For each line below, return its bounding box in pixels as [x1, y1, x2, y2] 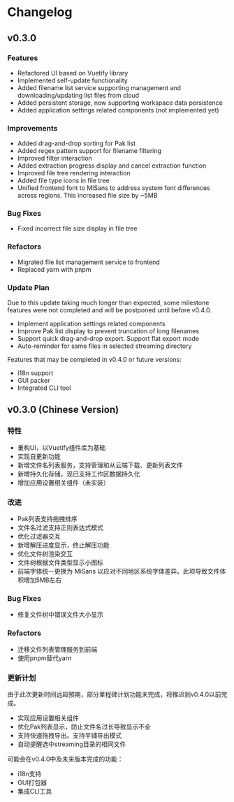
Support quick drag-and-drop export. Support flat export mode [17, 335, 199, 343]
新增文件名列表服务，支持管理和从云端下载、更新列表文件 [17, 460, 183, 469]
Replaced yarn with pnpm [17, 265, 92, 273]
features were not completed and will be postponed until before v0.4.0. [7, 306, 212, 314]
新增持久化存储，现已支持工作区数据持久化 [17, 469, 140, 478]
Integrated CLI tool [17, 384, 71, 392]
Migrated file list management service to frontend [17, 258, 161, 266]
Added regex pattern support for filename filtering [17, 147, 162, 155]
